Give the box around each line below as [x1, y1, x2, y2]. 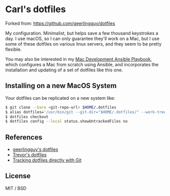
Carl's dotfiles [5, 4, 66, 15]
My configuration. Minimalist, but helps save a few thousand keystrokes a [5, 30, 158, 36]
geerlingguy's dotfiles [12, 146, 58, 152]
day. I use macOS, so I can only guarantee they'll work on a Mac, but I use [5, 35, 160, 42]
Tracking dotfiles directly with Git [12, 157, 82, 163]
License [5, 172, 31, 180]
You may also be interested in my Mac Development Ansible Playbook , [5, 56, 152, 62]
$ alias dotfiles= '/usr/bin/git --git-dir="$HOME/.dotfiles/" [5, 109, 139, 114]
